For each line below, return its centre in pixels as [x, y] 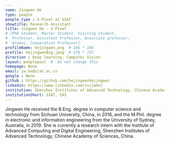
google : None [20, 76]
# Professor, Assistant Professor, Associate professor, [68, 39]
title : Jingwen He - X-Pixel [36, 29]
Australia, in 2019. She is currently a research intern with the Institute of [80, 125]
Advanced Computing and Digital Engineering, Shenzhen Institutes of [78, 131]
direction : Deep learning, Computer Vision [53, 57]
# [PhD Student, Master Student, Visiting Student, [61, 33]
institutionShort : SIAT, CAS [36, 95]
